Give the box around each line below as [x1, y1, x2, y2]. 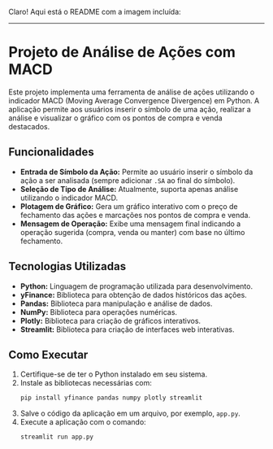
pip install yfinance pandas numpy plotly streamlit [19, 394, 203, 402]
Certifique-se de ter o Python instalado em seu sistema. [19, 369, 208, 379]
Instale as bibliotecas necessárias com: [19, 378, 152, 388]
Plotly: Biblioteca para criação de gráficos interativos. [19, 316, 201, 325]
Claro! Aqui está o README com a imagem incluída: [8, 7, 181, 16]
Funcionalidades [8, 146, 95, 159]
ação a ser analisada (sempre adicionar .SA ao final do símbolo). [19, 175, 236, 185]
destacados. [8, 121, 50, 131]
